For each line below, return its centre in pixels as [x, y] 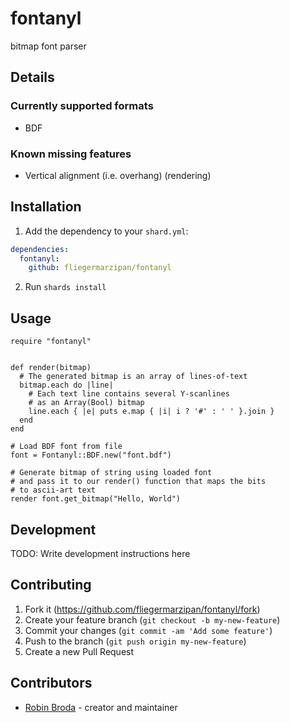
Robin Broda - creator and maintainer [101, 707]
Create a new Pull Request [79, 651]
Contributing [51, 585]
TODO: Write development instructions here [100, 553]
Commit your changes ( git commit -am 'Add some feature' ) [148, 630]
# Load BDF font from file [66, 447]
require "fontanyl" [51, 342]
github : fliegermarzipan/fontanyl [100, 268]
